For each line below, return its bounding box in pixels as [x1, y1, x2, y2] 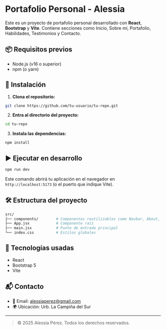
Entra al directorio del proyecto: [12, 112, 79, 118]
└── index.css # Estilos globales [5, 230, 96, 236]
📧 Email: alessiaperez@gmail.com [12, 298, 81, 304]
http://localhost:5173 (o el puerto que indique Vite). [5, 181, 114, 187]
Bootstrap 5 [12, 262, 37, 268]
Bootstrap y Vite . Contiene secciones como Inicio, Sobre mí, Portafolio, [5, 25, 151, 31]
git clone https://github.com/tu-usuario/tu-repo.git [5, 103, 119, 108]
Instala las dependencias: [12, 131, 67, 137]
